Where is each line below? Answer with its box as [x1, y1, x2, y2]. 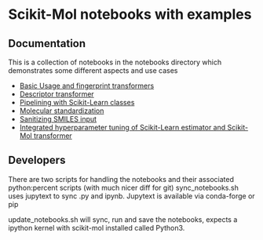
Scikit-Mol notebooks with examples [8, 5, 252, 24]
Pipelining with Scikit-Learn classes [19, 98, 135, 107]
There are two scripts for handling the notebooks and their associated [8, 174, 234, 184]
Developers [8, 154, 66, 167]
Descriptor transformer [19, 89, 94, 99]
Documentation [8, 37, 86, 50]
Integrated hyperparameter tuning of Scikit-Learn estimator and [19, 123, 226, 132]
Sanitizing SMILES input [19, 115, 97, 123]
